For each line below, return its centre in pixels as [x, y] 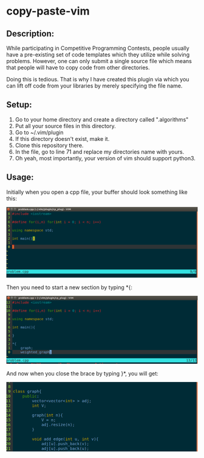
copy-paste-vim [48, 11]
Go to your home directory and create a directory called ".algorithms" [102, 119]
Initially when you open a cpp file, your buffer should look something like [97, 192]
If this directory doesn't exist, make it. [62, 138]
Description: [30, 34]
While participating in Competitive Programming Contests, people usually [98, 48]
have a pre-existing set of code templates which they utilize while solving [98, 55]
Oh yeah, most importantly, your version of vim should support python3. [105, 158]
